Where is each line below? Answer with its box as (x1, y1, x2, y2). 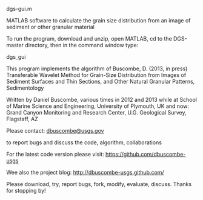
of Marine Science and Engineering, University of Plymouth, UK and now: (6, 102, 190, 110)
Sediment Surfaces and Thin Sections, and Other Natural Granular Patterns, (6, 78, 195, 85)
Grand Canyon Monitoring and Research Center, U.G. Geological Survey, (6, 109, 187, 116)
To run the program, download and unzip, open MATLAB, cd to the (6, 35, 173, 42)
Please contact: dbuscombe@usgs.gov (6, 127, 104, 134)
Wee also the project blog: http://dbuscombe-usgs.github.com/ (6, 169, 165, 176)
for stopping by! (6, 187, 47, 194)
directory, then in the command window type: (25, 42, 139, 48)
